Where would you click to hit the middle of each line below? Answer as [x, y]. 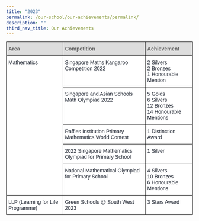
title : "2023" [24, 12]
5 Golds [156, 94]
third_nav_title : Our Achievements [50, 28]
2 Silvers [157, 63]
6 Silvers [157, 100]
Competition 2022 [85, 68]
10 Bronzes [160, 177]
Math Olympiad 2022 [89, 100]
